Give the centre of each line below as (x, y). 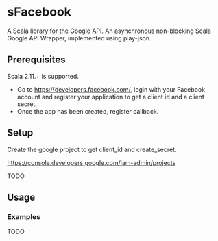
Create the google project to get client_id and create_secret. (92, 149)
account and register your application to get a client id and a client (110, 97)
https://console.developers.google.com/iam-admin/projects (92, 162)
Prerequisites (36, 60)
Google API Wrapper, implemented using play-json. (80, 38)
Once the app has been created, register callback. (88, 111)
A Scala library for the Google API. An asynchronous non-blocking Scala (109, 31)
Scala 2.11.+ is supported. (43, 76)
